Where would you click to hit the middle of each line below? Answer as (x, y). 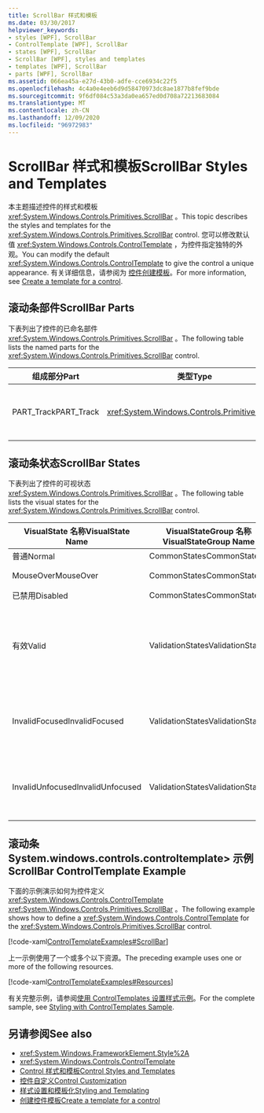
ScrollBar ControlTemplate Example (97, 871)
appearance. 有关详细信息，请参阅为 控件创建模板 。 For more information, (127, 272)
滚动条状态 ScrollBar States (74, 463)
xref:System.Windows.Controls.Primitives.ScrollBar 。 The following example (132, 909)
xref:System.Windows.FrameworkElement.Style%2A (104, 1053)
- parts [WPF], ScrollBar (50, 74)
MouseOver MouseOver (55, 576)
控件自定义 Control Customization (73, 1080)
